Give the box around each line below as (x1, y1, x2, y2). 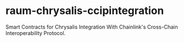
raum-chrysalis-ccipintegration (5, 4, 165, 17)
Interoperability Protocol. (5, 29, 66, 36)
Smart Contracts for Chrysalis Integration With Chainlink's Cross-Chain (5, 23, 178, 30)
